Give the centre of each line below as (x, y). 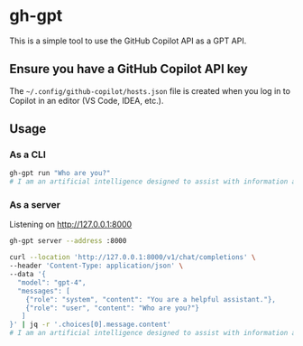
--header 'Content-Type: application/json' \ (96, 266)
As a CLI (28, 154)
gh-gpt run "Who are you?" (60, 173)
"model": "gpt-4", (52, 282)
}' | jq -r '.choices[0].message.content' (90, 325)
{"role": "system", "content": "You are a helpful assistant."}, (151, 299)
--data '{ (28, 275)
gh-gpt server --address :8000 (68, 241)
